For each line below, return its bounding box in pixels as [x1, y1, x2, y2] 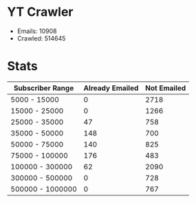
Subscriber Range [13, 83, 74, 93]
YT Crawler [7, 4, 74, 20]
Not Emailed [145, 83, 186, 93]
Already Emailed [83, 83, 139, 93]
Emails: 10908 [17, 27, 57, 35]
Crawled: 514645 [17, 34, 66, 42]
